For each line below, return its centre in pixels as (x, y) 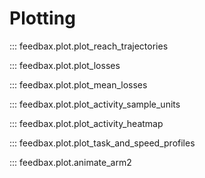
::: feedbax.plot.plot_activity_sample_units (95, 104)
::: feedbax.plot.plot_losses (65, 65)
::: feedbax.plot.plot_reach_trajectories (89, 46)
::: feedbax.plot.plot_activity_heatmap (86, 123)
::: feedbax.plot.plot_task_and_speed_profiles (102, 143)
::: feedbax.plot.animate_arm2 (70, 162)
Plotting (42, 18)
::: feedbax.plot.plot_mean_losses (78, 84)
